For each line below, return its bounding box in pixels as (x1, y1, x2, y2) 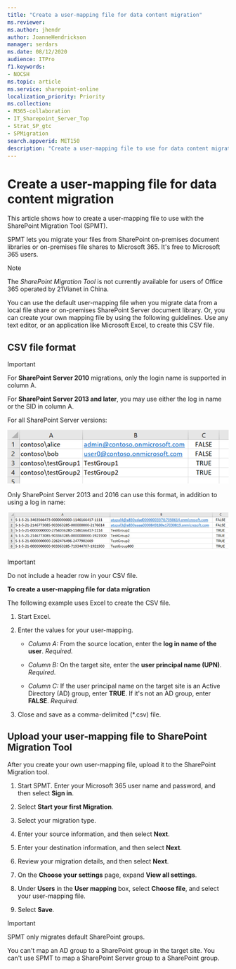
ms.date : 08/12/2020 (7, 49, 68, 56)
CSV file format (7, 341, 76, 353)
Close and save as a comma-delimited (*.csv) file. (17, 710, 162, 719)
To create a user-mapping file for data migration (7, 585, 150, 593)
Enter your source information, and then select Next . (17, 830, 170, 838)
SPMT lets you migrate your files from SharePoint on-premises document (7, 236, 220, 244)
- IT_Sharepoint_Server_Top (7, 115, 90, 122)
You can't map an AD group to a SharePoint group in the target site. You (7, 946, 216, 954)
